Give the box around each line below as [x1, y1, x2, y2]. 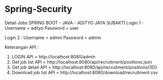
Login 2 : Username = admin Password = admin [4, 35, 101, 40]
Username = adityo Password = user [4, 25, 79, 31]
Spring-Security [4, 3, 72, 15]
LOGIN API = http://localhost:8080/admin [11, 53, 96, 60]
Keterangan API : [4, 44, 39, 50]
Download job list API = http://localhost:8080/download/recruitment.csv [11, 69, 158, 75]
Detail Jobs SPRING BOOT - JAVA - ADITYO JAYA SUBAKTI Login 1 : [4, 20, 143, 26]
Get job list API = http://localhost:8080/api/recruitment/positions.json [11, 59, 152, 65]
